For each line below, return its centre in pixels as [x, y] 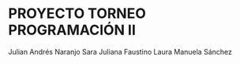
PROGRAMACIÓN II [72, 30]
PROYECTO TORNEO [77, 14]
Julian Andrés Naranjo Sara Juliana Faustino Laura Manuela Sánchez [120, 52]
